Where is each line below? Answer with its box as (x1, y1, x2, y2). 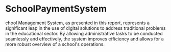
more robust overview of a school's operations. (5, 41, 105, 47)
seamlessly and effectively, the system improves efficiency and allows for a (5, 36, 164, 42)
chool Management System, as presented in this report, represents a (5, 20, 150, 26)
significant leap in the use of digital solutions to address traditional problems (5, 25, 166, 31)
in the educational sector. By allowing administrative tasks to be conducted (5, 30, 163, 36)
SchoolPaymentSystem (5, 3, 107, 15)
